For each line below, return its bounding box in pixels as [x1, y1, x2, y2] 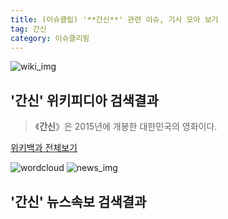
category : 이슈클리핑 [10, 33, 90, 43]
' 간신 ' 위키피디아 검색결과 [10, 92, 159, 109]
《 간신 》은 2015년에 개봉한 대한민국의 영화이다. [34, 121, 218, 133]
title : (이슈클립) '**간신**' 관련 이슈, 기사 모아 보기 [10, 14, 219, 25]
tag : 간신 [10, 24, 47, 34]
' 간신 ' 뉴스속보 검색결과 [10, 193, 147, 210]
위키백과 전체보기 [10, 142, 78, 154]
